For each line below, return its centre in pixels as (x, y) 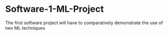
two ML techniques (25, 28)
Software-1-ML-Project (55, 9)
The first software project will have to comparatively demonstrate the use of (84, 23)
